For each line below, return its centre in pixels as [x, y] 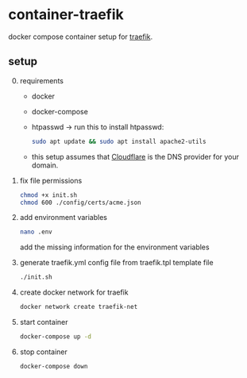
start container [44, 322]
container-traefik [66, 15]
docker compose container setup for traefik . [81, 37]
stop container [43, 352]
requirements [41, 80]
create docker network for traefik [74, 292]
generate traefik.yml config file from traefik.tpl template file [116, 263]
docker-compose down [54, 366]
